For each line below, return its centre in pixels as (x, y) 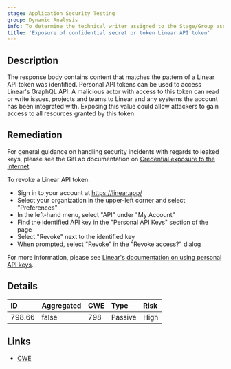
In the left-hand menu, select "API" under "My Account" (96, 214)
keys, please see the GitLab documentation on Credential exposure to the (111, 159)
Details (22, 286)
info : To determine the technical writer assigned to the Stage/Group (110, 26)
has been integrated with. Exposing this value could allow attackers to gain (113, 107)
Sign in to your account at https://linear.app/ (79, 192)
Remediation (35, 135)
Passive (124, 317)
